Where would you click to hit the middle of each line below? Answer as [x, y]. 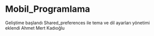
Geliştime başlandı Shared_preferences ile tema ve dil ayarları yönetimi [77, 23]
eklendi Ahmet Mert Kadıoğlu [35, 28]
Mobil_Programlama [48, 9]
